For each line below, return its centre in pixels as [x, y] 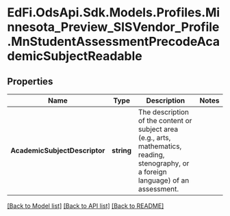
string [122, 150]
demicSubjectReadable [75, 56]
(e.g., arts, [154, 138]
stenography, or [164, 163]
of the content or [165, 121]
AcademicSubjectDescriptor [58, 150]
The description [164, 112]
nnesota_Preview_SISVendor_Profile [113, 27]
